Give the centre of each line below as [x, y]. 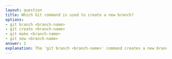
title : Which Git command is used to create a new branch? [70, 15]
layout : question [24, 10]
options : [15, 19]
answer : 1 [16, 44]
